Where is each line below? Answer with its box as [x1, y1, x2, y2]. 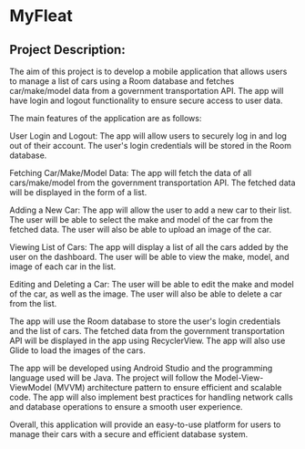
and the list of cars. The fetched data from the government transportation [9, 326, 285, 336]
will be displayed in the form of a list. [9, 187, 147, 197]
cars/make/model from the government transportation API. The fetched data [9, 177, 296, 188]
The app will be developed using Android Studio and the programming [9, 362, 273, 373]
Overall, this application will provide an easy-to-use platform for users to [9, 419, 281, 430]
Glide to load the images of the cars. [9, 345, 146, 356]
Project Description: [9, 42, 126, 57]
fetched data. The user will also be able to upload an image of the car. [9, 224, 271, 235]
